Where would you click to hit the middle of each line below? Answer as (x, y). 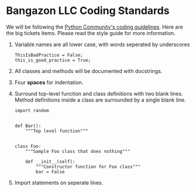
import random (32, 110)
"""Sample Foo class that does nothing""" (78, 151)
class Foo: (28, 146)
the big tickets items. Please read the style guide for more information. (91, 33)
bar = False (50, 172)
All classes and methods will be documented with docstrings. (88, 71)
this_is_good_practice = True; (53, 60)
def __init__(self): (50, 162)
